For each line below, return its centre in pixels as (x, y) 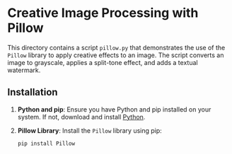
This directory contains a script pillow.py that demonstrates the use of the (116, 47)
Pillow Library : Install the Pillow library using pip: (90, 130)
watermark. (24, 70)
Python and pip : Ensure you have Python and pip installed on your (114, 109)
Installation (33, 92)
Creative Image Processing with (103, 13)
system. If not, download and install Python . (81, 117)
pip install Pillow (46, 143)
